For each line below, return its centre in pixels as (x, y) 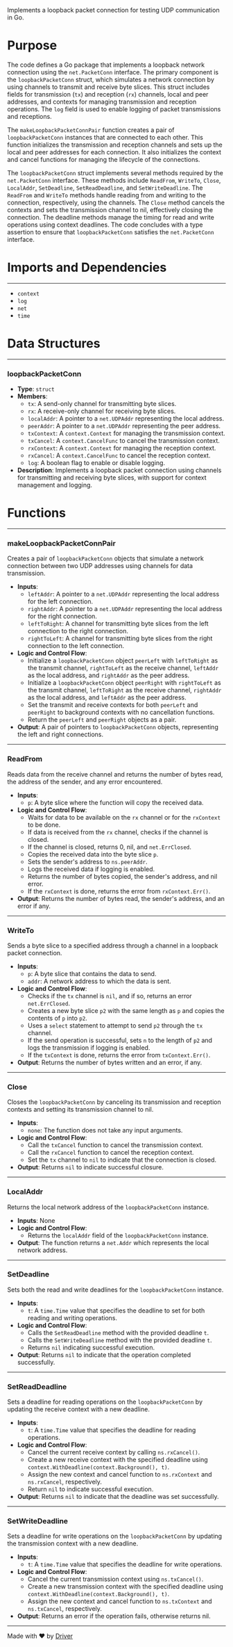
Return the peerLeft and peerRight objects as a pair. (102, 720)
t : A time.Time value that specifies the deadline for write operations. (125, 1564)
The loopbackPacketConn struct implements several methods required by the (115, 172)
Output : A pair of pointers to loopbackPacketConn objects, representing (118, 727)
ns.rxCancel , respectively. (65, 1482)
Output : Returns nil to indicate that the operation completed (104, 1354)
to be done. (44, 825)
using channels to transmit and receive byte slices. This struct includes (109, 87)
